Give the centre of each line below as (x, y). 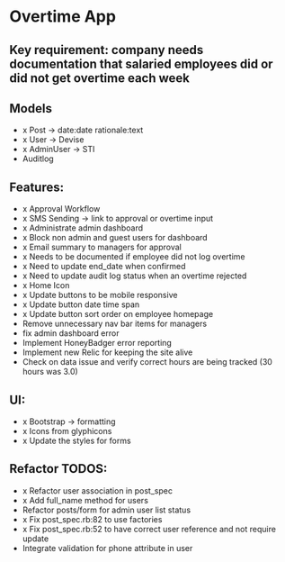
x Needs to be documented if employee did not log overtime (134, 257)
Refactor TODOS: (58, 469)
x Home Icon (46, 286)
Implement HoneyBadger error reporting (97, 343)
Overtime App (63, 17)
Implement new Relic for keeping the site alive (107, 352)
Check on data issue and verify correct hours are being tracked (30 (147, 362)
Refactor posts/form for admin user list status (107, 510)
